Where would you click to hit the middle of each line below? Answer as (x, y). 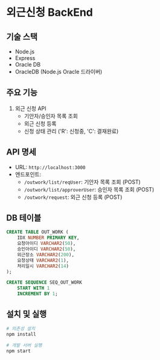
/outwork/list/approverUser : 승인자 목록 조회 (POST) (89, 189)
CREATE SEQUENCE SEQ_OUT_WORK (44, 282)
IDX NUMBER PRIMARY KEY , (48, 238)
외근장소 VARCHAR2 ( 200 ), (46, 255)
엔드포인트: (28, 174)
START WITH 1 (34, 288)
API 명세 (21, 152)
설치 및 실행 (27, 314)
